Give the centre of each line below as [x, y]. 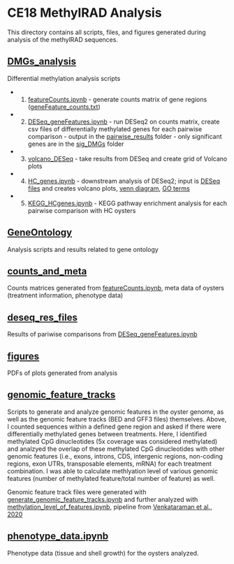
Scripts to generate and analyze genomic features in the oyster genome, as [116, 411]
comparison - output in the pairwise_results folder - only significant [125, 136]
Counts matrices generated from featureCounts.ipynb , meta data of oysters [116, 288]
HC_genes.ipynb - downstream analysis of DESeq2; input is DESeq [124, 181]
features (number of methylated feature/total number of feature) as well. [111, 478]
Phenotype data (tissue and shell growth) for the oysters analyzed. [103, 553]
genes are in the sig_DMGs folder [76, 144]
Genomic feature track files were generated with [77, 492]
